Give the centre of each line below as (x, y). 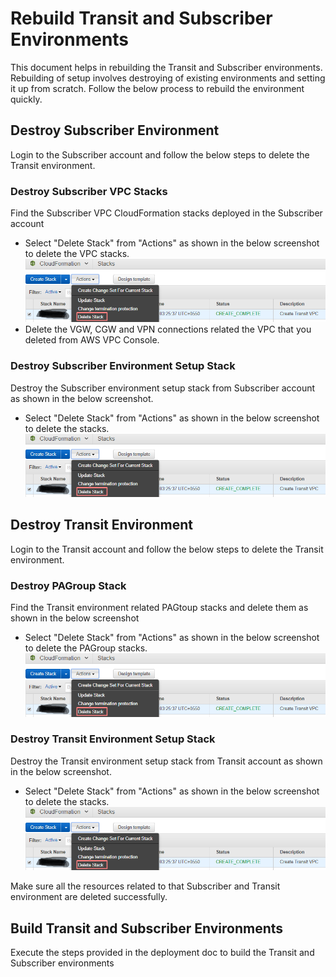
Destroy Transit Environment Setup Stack (113, 739)
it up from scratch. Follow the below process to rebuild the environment (157, 88)
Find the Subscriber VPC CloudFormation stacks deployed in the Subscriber (166, 213)
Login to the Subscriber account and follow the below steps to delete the (160, 154)
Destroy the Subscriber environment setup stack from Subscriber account (163, 388)
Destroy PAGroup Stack (68, 585)
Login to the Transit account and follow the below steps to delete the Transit (167, 549)
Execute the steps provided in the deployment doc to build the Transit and (162, 952)
